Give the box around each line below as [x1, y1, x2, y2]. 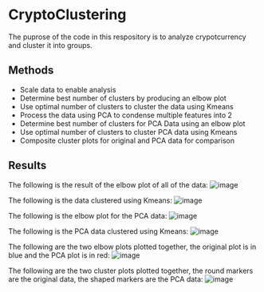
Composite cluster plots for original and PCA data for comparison [19, 136, 235, 145]
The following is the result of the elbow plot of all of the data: [8, 180, 209, 189]
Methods [8, 64, 54, 77]
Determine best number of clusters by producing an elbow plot [19, 93, 227, 103]
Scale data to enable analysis [19, 85, 116, 94]
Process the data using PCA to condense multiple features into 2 [19, 110, 233, 120]
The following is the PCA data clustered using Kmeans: [8, 226, 189, 236]
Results [8, 159, 47, 172]
